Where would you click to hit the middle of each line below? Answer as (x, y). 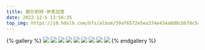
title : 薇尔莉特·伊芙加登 (36, 12)
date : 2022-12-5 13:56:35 (39, 17)
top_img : (17, 23)
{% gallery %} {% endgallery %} (81, 41)
